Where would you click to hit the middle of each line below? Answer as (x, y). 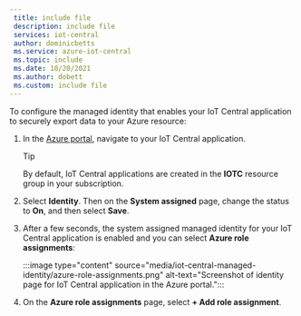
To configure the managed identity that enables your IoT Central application (150, 111)
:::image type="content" (68, 265)
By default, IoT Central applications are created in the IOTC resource (150, 173)
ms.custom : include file (60, 85)
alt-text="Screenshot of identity (224, 274)
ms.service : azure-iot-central (72, 52)
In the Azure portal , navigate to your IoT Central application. (134, 138)
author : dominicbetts (54, 43)
